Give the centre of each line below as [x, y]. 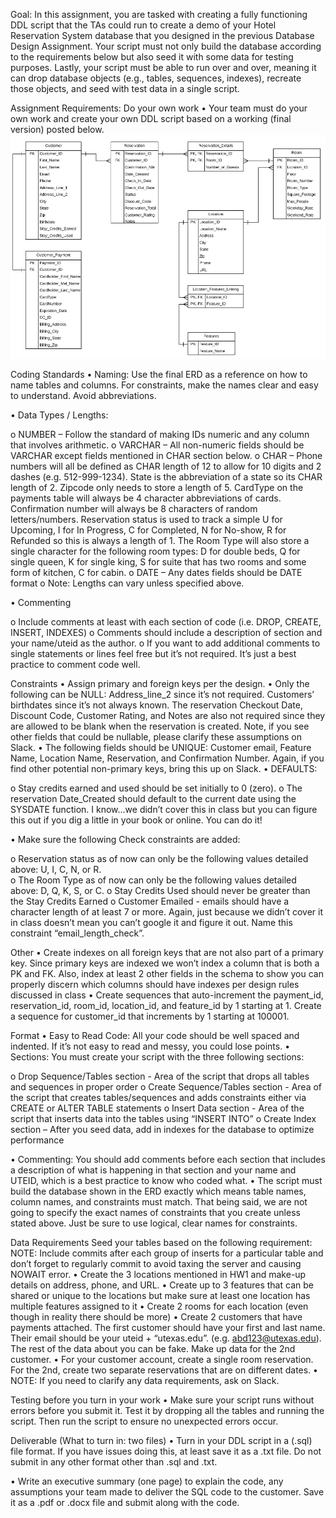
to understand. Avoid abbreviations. [83, 395]
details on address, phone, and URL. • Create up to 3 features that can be [162, 1285]
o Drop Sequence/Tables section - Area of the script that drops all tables [160, 1076]
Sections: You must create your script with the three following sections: [157, 1056]
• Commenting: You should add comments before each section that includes [168, 1159]
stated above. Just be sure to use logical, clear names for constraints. [154, 1223]
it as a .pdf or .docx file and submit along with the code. [125, 1502]
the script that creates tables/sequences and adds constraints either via [158, 1097]
